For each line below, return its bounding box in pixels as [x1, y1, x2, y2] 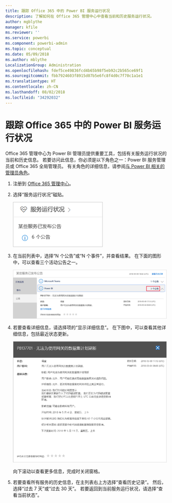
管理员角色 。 [5, 170, 32, 176]
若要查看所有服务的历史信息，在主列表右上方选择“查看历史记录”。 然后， [12, 479, 166, 486]
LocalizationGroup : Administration [5, 62, 81, 68]
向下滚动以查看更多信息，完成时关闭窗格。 [12, 468, 103, 475]
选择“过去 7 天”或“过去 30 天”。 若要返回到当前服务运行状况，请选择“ [12, 486, 159, 492]
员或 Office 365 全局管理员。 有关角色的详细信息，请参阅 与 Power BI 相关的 [5, 163, 165, 169]
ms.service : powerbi [5, 35, 50, 41]
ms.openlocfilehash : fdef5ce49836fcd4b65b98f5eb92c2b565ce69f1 [5, 68, 143, 73]
